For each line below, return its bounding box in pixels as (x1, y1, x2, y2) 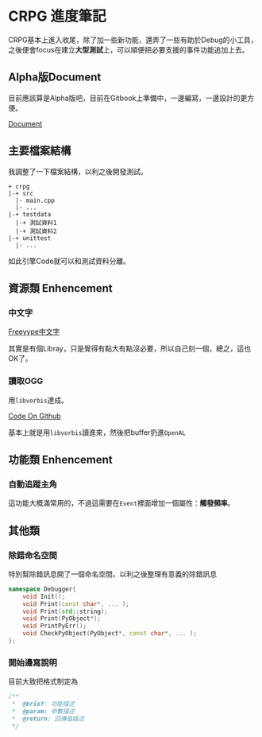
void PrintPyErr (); (22, 622, 87, 630)
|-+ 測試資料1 (15, 219, 57, 227)
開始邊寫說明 (8, 657, 58, 668)
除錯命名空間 (8, 549, 58, 561)
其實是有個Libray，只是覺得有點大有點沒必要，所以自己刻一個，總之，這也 (8, 343, 252, 354)
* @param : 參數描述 (11, 707, 75, 716)
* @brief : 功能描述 (11, 700, 75, 708)
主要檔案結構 (8, 144, 71, 157)
